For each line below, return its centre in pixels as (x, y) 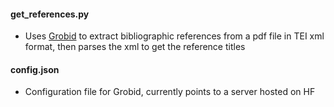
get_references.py (50, 14)
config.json (35, 69)
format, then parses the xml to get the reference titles (135, 47)
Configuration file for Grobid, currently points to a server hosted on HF (170, 92)
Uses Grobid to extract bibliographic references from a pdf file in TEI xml (174, 36)
